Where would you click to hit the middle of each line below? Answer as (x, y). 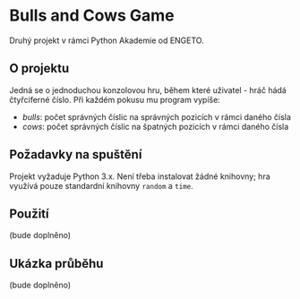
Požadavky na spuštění (76, 154)
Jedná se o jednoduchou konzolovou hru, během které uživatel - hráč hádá (148, 90)
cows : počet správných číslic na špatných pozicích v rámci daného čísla (155, 126)
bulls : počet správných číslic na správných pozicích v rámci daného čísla (156, 116)
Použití (29, 214)
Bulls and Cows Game (92, 16)
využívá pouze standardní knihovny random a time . (102, 185)
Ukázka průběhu (56, 264)
